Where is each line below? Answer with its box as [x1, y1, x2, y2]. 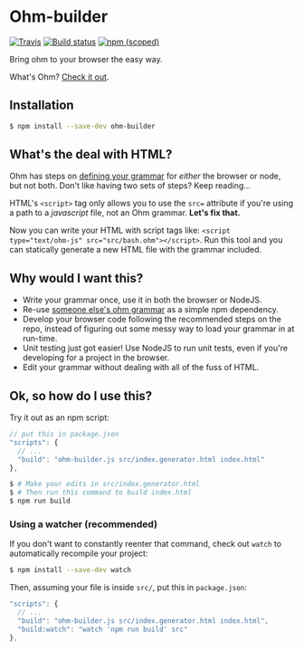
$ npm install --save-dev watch [9, 566, 131, 575]
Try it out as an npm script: [9, 412, 110, 423]
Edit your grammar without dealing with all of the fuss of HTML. [22, 362, 260, 373]
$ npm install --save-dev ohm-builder [9, 121, 156, 130]
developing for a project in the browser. [22, 352, 170, 363]
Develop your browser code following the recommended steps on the [22, 314, 282, 325]
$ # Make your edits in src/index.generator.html [9, 480, 201, 489]
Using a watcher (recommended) [9, 518, 158, 531]
